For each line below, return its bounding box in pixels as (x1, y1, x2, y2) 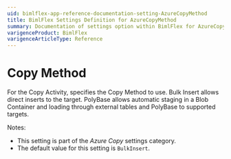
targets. (7, 110, 30, 118)
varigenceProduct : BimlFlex (7, 29, 88, 36)
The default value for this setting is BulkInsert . (16, 144, 150, 152)
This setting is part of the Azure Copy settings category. (16, 137, 177, 145)
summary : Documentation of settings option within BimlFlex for (7, 23, 195, 30)
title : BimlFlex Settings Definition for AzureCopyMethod (7, 17, 177, 23)
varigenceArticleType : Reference (7, 36, 103, 43)
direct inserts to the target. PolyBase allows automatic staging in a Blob (7, 96, 209, 104)
